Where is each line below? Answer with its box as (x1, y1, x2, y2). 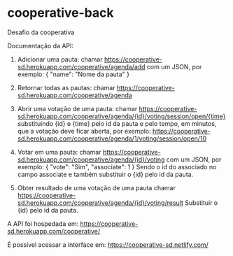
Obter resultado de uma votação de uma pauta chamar (17, 183, 176, 192)
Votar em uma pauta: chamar (17, 148, 101, 156)
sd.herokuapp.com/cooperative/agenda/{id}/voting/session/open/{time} (17, 112, 226, 120)
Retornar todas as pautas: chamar (17, 83, 115, 92)
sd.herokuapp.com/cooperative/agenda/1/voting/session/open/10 (17, 134, 207, 143)
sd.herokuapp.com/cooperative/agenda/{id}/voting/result (17, 198, 184, 207)
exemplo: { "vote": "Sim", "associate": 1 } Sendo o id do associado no (17, 162, 217, 171)
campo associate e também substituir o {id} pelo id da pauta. (17, 170, 194, 178)
